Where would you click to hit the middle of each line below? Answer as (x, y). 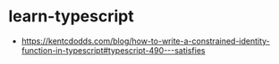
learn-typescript (72, 16)
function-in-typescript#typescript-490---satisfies (113, 50)
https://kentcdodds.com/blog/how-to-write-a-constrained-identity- (145, 41)
